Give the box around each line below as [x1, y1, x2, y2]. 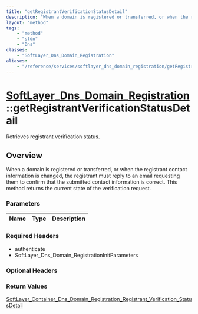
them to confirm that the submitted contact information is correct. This [6, 179, 177, 186]
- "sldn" [16, 36, 38, 42]
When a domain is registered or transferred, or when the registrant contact [6, 166, 187, 173]
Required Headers [6, 232, 59, 240]
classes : [6, 47, 28, 53]
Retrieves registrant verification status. [6, 133, 100, 140]
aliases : [6, 58, 28, 64]
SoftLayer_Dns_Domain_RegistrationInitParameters [14, 252, 138, 259]
